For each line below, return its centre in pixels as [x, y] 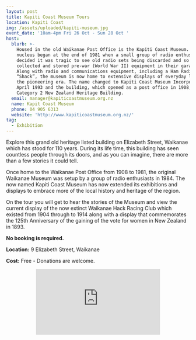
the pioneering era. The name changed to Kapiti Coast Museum [94, 82]
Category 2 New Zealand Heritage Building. [70, 93]
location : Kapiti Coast [35, 22]
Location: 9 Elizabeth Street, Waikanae [53, 249]
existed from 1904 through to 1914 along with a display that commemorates [96, 214]
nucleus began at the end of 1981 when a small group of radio [95, 55]
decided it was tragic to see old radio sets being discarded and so [103, 60]
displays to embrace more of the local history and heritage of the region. [93, 191]
